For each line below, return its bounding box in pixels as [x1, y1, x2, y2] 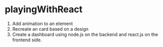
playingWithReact [5, 4, 83, 15]
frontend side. [12, 37, 42, 43]
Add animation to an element [12, 20, 73, 27]
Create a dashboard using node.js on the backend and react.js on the [12, 31, 158, 37]
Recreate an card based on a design [12, 26, 89, 32]
